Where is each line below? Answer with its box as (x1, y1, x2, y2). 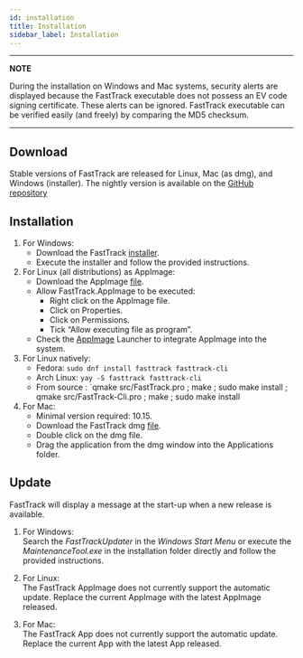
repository (9, 187, 48, 199)
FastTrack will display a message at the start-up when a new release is (9, 499, 272, 510)
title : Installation (9, 22, 87, 31)
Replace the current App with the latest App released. (22, 638, 223, 649)
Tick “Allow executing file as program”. (49, 324, 193, 334)
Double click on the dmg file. (35, 430, 142, 440)
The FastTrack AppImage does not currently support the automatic (22, 582, 271, 593)
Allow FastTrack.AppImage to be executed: (35, 286, 196, 296)
